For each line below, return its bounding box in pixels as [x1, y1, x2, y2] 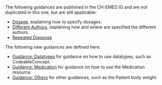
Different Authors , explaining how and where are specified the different [12, 24, 156, 30]
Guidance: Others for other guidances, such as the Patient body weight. [12, 75, 158, 80]
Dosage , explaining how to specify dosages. [12, 19, 102, 25]
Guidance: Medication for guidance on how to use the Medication [12, 64, 145, 70]
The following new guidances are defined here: [5, 44, 101, 50]
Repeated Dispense [12, 34, 53, 40]
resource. [12, 69, 32, 75]
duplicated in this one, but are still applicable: [5, 9, 97, 15]
